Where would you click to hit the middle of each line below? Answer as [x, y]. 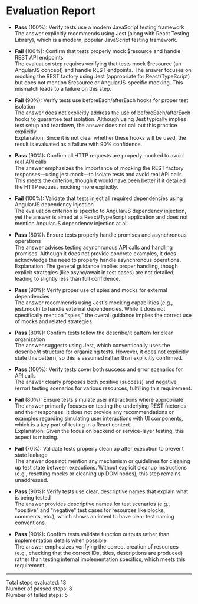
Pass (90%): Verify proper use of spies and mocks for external [91, 290]
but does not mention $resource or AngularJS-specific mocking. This [99, 82]
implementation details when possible [61, 540]
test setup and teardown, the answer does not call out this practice [96, 125]
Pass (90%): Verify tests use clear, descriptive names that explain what [101, 491]
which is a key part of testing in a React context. [73, 424]
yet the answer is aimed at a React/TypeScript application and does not [101, 217]
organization [30, 339]
